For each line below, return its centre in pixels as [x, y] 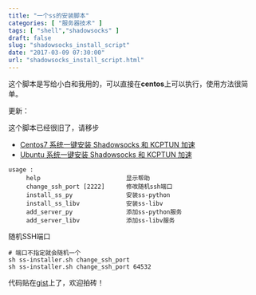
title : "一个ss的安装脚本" [49, 16]
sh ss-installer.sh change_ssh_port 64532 [80, 267]
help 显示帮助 [88, 178]
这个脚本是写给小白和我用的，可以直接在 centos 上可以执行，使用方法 [121, 84]
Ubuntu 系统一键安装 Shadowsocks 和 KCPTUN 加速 [106, 154]
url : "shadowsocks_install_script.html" [77, 61]
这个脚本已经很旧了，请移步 [54, 128]
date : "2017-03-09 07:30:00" [57, 53]
